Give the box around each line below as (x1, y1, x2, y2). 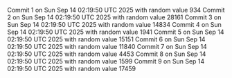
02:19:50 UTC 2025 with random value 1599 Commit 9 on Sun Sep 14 (7, 57, 205, 65)
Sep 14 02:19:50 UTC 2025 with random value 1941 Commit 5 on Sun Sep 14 (7, 28, 224, 36)
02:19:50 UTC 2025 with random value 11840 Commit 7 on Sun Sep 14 (7, 43, 208, 50)
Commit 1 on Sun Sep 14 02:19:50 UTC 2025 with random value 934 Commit (7, 6, 225, 14)
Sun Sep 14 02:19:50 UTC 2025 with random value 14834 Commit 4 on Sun (7, 21, 222, 28)
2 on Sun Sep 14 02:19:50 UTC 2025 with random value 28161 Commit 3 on (7, 13, 222, 21)
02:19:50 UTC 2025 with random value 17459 (7, 65, 136, 72)
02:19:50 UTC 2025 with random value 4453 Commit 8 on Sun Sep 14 (7, 50, 206, 58)
